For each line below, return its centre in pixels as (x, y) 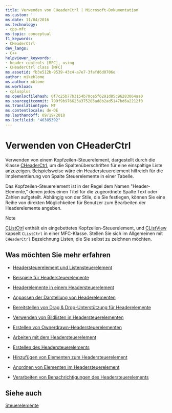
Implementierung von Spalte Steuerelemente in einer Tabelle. (70, 176)
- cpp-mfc (16, 29)
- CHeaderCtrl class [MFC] (34, 67)
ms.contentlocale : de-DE (32, 111)
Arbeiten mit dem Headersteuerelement (55, 337)
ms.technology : (21, 24)
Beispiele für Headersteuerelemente (51, 277)
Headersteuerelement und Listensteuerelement (62, 267)
